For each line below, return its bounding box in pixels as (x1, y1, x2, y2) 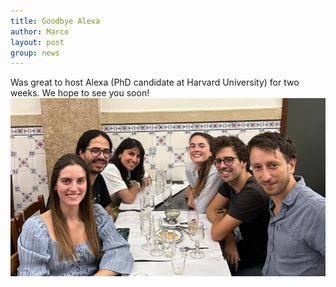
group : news (10, 48, 60, 58)
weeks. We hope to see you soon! (10, 87, 150, 99)
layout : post (10, 37, 65, 47)
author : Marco (10, 26, 70, 37)
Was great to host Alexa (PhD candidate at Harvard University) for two (10, 76, 300, 89)
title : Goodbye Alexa (10, 16, 101, 26)
